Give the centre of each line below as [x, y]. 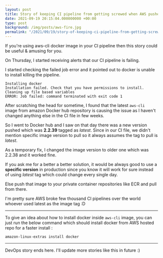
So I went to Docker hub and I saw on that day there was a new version [76, 125]
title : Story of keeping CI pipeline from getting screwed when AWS [76, 14]
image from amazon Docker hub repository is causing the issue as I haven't [81, 110]
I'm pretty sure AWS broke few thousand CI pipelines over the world [73, 198]
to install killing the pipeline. [33, 75]
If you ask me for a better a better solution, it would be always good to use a [81, 164]
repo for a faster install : [29, 228]
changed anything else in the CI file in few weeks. [55, 116]
